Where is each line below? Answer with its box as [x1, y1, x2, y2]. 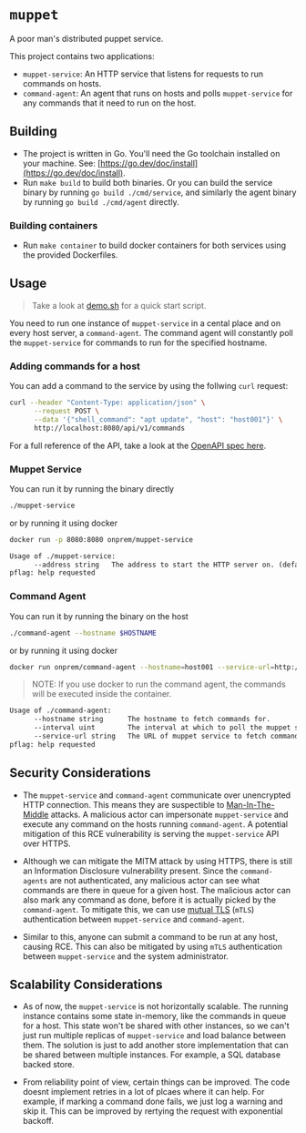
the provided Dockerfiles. [22, 250, 118, 260]
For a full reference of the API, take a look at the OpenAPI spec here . [9, 440, 267, 451]
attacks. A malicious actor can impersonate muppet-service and [50, 809, 289, 820]
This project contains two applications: [9, 50, 155, 61]
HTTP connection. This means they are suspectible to [22, 799, 225, 810]
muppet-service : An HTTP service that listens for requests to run [22, 68, 264, 79]
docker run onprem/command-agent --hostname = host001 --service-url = [9, 662, 275, 671]
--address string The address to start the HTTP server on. [33, 560, 275, 569]
